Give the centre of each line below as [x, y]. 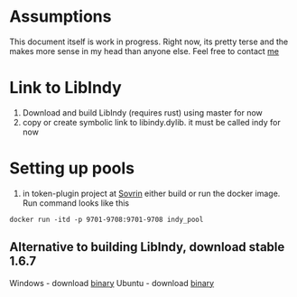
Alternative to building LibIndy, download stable [147, 247]
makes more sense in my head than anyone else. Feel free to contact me [144, 51]
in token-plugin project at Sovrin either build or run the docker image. [151, 193]
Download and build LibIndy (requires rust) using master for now [143, 112]
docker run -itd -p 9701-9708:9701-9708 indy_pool [107, 219]
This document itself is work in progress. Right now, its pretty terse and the [149, 42]
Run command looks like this [75, 203]
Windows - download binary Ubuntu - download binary [112, 283]
